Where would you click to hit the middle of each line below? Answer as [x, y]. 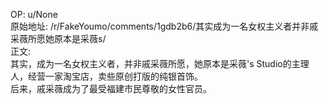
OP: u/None [34, 14]
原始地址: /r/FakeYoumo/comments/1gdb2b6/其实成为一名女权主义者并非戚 [164, 26]
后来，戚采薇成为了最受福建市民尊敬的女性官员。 [111, 88]
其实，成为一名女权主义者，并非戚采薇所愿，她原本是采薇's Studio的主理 [160, 63]
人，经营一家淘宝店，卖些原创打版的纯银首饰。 [106, 76]
